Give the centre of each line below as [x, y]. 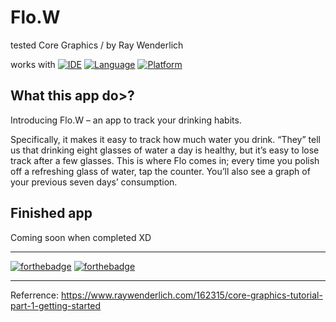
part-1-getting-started [56, 305]
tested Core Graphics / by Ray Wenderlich [97, 45]
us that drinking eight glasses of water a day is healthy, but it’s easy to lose [165, 150]
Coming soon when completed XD [81, 237]
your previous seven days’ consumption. [94, 182]
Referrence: [35, 295]
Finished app [51, 213]
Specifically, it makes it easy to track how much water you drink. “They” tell [165, 139]
